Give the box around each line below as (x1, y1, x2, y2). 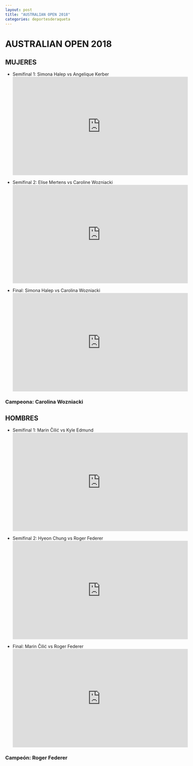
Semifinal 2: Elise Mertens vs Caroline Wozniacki (12, 179, 113, 185)
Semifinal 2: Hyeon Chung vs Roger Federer (12, 535, 103, 541)
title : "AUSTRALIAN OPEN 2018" (5, 12, 70, 17)
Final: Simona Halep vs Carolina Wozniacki (12, 287, 100, 293)
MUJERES (5, 58, 37, 66)
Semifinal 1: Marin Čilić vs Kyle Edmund (12, 427, 93, 433)
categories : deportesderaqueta (5, 16, 70, 21)
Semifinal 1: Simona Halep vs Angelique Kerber (12, 71, 109, 77)
